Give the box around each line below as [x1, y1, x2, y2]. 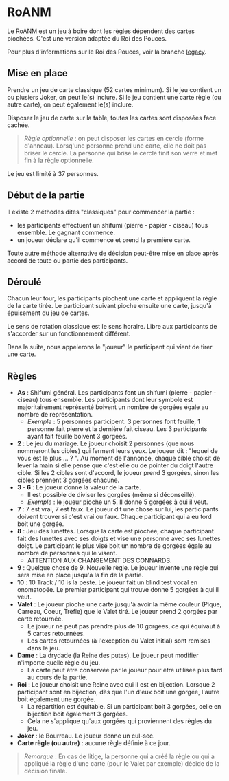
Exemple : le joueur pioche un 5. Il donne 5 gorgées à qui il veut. [27, 498, 208, 506]
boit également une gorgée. [16, 695, 96, 703]
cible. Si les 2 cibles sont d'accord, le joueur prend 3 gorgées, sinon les [16, 469, 219, 477]
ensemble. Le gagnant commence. [16, 228, 115, 236]
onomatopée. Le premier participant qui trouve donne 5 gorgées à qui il [16, 586, 219, 594]
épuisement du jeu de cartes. [7, 309, 90, 317]
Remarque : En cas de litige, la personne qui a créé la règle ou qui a [23, 752, 215, 760]
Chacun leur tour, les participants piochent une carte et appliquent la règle [7, 294, 217, 302]
